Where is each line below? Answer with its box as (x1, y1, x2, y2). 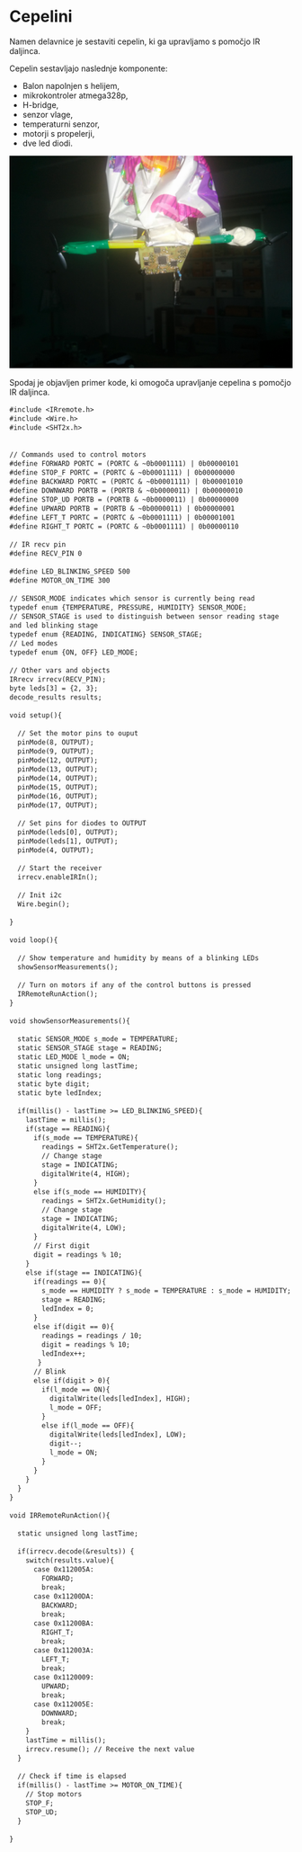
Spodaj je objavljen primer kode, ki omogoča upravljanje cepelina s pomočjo (9, 377, 292, 387)
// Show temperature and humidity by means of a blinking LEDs (17, 953, 259, 963)
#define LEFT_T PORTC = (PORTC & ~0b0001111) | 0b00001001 (9, 512, 235, 522)
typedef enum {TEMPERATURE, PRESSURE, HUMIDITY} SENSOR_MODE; (9, 602, 247, 612)
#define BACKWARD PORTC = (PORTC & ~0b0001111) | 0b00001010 (9, 476, 244, 486)
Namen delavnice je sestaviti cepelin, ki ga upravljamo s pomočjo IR (9, 36, 261, 47)
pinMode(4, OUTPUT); (17, 845, 94, 855)
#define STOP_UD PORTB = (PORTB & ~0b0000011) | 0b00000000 (9, 494, 240, 504)
